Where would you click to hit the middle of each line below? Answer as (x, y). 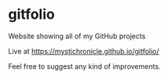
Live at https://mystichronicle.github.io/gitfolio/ (84, 51)
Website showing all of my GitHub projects (77, 36)
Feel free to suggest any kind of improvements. (84, 66)
